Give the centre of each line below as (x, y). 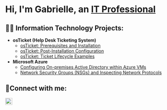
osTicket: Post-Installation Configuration (62, 51)
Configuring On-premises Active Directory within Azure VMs (83, 67)
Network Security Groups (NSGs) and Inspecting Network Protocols (91, 72)
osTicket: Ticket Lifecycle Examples (57, 56)
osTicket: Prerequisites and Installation (60, 46)
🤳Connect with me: (36, 88)
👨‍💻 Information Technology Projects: (65, 28)
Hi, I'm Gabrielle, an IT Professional (80, 9)
